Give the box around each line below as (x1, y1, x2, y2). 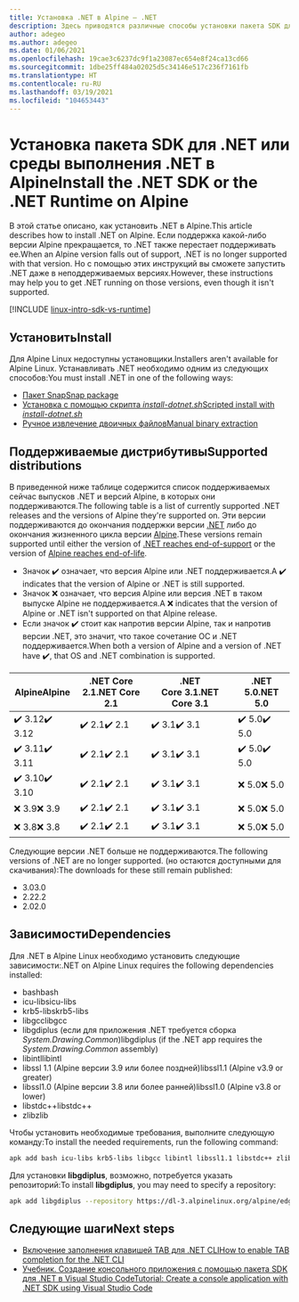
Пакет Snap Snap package (21, 389, 119, 401)
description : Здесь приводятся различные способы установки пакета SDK (9, 21, 280, 30)
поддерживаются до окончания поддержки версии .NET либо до (9, 519, 257, 530)
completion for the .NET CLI (21, 1254, 125, 1265)
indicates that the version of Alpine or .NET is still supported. (21, 578, 246, 589)
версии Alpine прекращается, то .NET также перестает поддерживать (9, 240, 277, 250)
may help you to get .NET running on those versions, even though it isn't (9, 277, 274, 288)
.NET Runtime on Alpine (9, 191, 190, 211)
